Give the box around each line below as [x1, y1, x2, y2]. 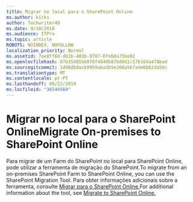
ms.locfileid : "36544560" [6, 87, 71, 93]
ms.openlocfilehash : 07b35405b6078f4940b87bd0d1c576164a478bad [6, 59, 168, 65]
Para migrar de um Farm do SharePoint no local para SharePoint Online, [6, 157, 183, 164]
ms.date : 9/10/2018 [6, 25, 55, 32]
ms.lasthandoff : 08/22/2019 [6, 81, 77, 87]
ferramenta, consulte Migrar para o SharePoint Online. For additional [6, 183, 174, 190]
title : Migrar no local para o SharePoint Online [6, 8, 133, 15]
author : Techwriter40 [6, 20, 61, 26]
